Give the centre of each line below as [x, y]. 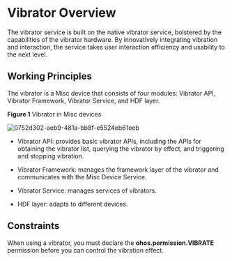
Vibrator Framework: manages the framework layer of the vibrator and [118, 170]
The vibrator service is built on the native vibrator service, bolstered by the [114, 32]
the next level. [27, 54]
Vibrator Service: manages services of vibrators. [87, 191]
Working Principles [49, 76]
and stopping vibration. [51, 156]
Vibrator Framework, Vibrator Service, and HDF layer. [84, 100]
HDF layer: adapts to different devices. [72, 204]
